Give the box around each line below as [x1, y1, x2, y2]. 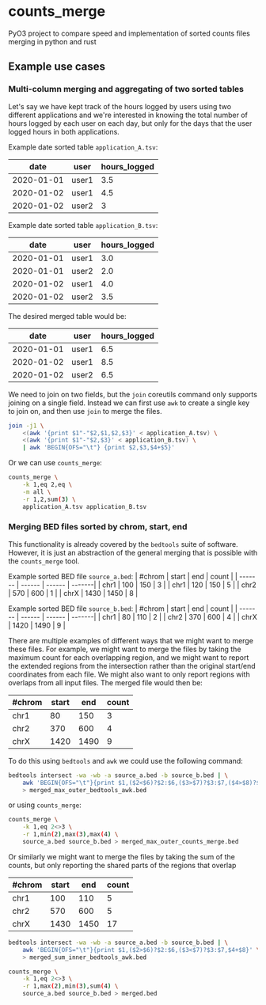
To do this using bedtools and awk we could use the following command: [8, 756, 243, 765]
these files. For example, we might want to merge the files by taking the [8, 644, 241, 654]
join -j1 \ [8, 422, 44, 430]
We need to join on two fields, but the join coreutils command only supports [8, 389, 257, 399]
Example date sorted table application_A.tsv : [8, 142, 158, 152]
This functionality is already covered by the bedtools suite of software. [8, 539, 239, 548]
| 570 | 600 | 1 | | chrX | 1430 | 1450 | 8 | [8, 588, 139, 597]
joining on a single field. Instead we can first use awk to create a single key [8, 398, 250, 408]
